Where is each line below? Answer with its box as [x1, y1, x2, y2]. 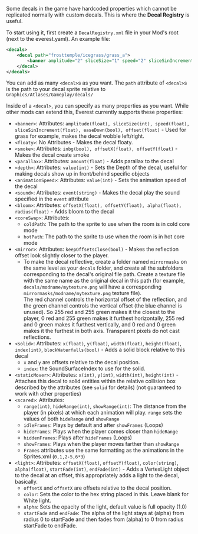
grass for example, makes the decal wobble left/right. [14, 132, 144, 140]
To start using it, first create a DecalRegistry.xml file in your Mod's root [6, 29, 179, 36]
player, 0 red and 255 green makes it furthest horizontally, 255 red [23, 315, 184, 322]
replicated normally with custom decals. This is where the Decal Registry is [6, 11, 190, 18]
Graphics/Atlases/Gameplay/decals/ [6, 92, 94, 98]
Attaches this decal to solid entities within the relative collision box [14, 378, 176, 385]
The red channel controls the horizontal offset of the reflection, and [23, 296, 187, 303]
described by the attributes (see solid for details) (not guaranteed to [14, 384, 181, 391]
